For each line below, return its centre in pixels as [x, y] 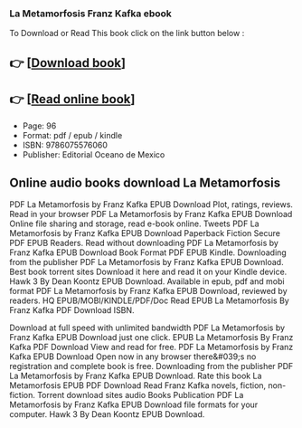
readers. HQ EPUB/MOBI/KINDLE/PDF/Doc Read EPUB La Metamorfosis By [149, 300]
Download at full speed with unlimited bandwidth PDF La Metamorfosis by [147, 328]
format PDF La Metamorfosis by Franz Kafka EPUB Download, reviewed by [148, 291]
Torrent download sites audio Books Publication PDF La [141, 395]
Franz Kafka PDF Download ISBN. [72, 310]
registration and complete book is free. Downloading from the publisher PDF [151, 366]
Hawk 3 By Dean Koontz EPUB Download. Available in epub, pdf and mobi [147, 281]
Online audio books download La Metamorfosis [145, 182]
